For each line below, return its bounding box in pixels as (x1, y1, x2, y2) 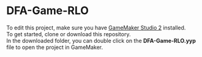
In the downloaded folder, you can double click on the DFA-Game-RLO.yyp (6, 37, 196, 44)
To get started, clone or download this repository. (6, 30, 131, 37)
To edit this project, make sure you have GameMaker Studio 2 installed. (6, 24, 186, 31)
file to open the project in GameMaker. (6, 44, 103, 51)
